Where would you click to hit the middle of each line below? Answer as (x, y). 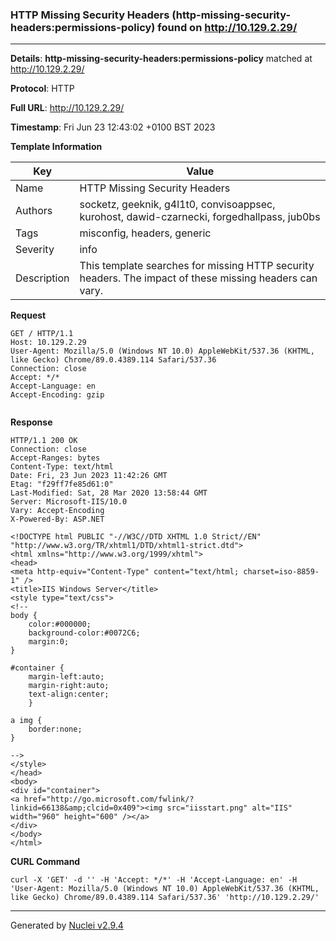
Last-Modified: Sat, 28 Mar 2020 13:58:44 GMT (109, 493)
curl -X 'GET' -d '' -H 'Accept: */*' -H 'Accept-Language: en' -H (154, 880)
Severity (35, 250)
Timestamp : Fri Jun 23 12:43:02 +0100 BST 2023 (113, 127)
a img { (26, 721)
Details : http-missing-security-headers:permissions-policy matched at (161, 59)
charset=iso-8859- (281, 572)
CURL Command (45, 862)
